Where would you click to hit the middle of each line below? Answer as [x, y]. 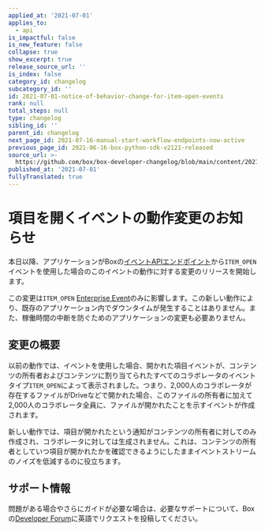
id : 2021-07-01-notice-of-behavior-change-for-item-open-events [116, 96]
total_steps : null [38, 111]
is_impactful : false [42, 37]
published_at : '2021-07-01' [54, 170]
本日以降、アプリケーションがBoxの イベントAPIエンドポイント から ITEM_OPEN [132, 261]
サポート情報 [39, 489]
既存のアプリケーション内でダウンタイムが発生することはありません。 [136, 308]
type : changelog [35, 118]
